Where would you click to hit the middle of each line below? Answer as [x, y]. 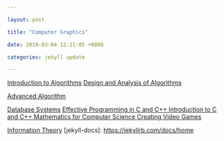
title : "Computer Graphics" [48, 32]
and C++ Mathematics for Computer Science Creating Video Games [104, 117]
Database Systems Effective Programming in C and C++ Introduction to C [112, 110]
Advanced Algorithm [36, 96]
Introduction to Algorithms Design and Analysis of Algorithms [95, 83]
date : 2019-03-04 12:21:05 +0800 [55, 45]
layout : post [26, 19]
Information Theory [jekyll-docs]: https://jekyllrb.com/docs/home [101, 130]
